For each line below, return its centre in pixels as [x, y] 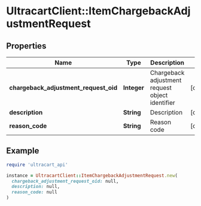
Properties [26, 46]
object [159, 95]
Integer [134, 88]
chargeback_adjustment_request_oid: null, [65, 181]
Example [23, 151]
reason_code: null [35, 192]
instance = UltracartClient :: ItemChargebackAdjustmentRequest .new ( [92, 175]
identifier [162, 103]
